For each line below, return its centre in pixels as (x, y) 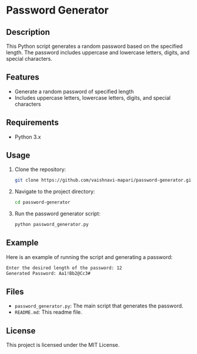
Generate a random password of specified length (74, 91)
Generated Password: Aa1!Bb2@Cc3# (49, 273)
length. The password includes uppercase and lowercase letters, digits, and (98, 53)
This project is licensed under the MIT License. (63, 345)
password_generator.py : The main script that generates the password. (99, 306)
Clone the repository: (40, 169)
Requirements (32, 122)
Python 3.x (28, 137)
